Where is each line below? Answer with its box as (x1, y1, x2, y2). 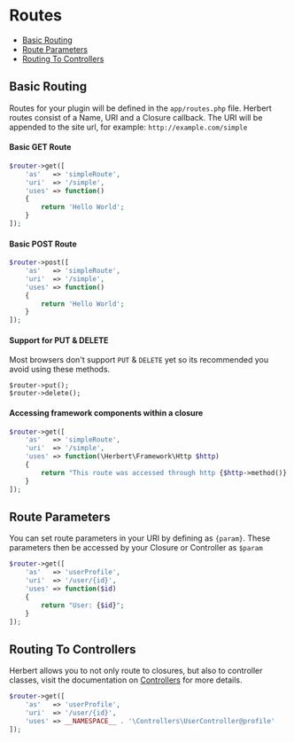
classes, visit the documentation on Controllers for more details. (9, 675, 243, 685)
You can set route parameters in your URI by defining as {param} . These (9, 533, 271, 543)
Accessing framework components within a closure (9, 407, 204, 418)
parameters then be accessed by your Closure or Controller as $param (9, 543, 263, 553)
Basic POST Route (9, 238, 77, 249)
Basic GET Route (9, 142, 72, 152)
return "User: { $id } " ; (41, 600, 125, 610)
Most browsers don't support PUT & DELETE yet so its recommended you (9, 355, 268, 365)
